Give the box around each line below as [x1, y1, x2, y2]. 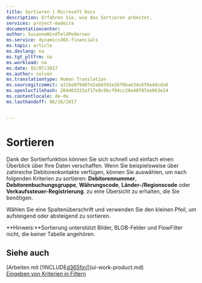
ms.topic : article [6, 43, 52, 49]
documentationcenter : [6, 25, 61, 32]
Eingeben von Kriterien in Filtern [6, 270, 86, 278]
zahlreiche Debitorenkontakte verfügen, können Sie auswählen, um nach [6, 168, 187, 175]
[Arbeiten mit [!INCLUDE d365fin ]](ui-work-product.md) [6, 264, 144, 271]
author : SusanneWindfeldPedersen [6, 31, 90, 37]
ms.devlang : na [6, 48, 45, 54]
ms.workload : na [6, 59, 47, 65]
